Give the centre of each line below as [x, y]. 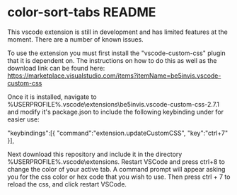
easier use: [24, 119]
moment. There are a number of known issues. [75, 39]
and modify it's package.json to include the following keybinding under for [116, 112]
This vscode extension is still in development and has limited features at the [117, 32]
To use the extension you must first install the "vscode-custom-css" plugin [116, 53]
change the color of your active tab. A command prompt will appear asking [116, 169]
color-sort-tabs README [82, 12]
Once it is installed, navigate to [52, 97]
